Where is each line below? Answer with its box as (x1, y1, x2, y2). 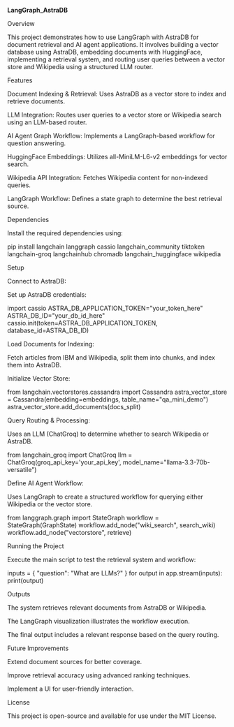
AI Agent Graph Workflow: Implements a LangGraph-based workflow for (7, 132, 215, 140)
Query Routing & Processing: (7, 416, 91, 425)
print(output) (7, 576, 44, 585)
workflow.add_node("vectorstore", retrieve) (7, 529, 132, 536)
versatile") (7, 466, 37, 473)
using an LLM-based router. (7, 118, 87, 126)
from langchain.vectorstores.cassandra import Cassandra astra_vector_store (7, 388, 228, 396)
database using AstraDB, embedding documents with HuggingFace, (7, 48, 203, 56)
